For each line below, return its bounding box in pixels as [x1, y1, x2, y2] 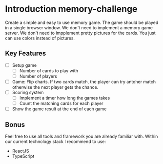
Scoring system [12, 89, 44, 95]
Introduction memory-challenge [5, 3, 138, 15]
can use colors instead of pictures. [5, 35, 75, 41]
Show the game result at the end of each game [12, 106, 107, 112]
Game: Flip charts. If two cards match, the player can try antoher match [12, 79, 156, 84]
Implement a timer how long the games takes [19, 95, 110, 101]
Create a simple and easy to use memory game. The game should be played [5, 20, 159, 25]
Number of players [19, 73, 58, 79]
